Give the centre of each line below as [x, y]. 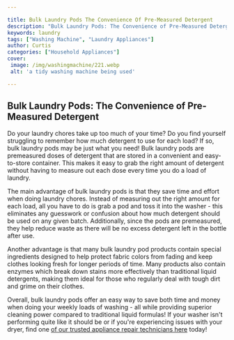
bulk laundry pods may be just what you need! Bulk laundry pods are [106, 148]
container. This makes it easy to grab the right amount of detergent [128, 163]
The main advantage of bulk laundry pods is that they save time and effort [113, 192]
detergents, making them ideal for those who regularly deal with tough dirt [114, 279]
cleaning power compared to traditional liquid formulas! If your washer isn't [115, 315]
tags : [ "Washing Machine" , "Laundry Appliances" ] [81, 39]
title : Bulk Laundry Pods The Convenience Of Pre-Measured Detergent [110, 20]
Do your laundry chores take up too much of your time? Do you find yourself [117, 134]
